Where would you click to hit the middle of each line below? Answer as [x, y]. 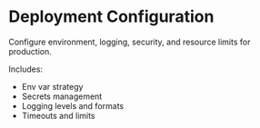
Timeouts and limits [59, 115]
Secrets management [62, 96]
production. [30, 51]
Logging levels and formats [73, 105]
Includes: [25, 69]
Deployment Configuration [111, 17]
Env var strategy [52, 86]
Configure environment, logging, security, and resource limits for [130, 42]
